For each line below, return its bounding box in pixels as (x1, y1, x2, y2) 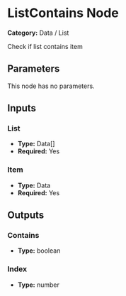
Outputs (7, 209, 45, 221)
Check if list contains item (7, 42, 83, 50)
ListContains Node (7, 5, 119, 21)
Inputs (7, 102, 37, 114)
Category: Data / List (7, 28, 69, 37)
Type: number (17, 280, 60, 289)
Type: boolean (17, 246, 61, 255)
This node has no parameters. (7, 82, 95, 90)
